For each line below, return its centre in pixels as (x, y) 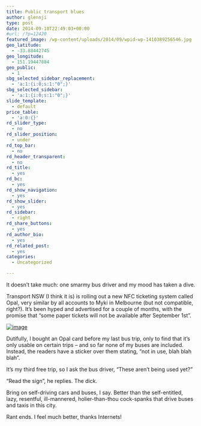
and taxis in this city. (31, 405)
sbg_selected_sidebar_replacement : (51, 78)
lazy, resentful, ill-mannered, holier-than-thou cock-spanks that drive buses (100, 399)
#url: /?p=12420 (26, 34)
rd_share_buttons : (29, 223)
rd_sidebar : (21, 212)
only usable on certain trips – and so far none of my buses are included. (95, 345)
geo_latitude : (24, 46)
